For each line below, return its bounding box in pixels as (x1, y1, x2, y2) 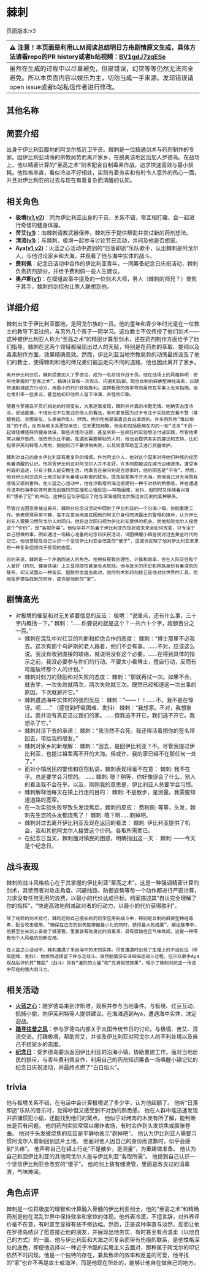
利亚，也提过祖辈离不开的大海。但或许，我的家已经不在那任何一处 (29, 750, 197, 757)
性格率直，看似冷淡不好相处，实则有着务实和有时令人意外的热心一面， (22, 169, 200, 176)
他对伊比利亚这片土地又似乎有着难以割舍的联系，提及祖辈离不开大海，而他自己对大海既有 (6, 474, 198, 480)
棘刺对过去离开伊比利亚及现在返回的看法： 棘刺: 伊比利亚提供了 (24, 819, 185, 826)
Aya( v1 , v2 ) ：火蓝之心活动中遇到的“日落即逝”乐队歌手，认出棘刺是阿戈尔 (15, 244, 199, 252)
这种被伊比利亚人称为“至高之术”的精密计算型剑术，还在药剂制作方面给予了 (6, 335, 194, 343)
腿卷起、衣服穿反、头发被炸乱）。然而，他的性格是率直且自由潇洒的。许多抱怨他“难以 (6, 416, 189, 423)
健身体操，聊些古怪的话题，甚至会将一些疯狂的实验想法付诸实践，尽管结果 (38, 429, 198, 435)
